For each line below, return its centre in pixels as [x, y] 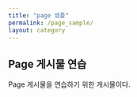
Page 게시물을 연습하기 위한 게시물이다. [69, 84]
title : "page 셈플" [39, 15]
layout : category [37, 30]
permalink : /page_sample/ [51, 23]
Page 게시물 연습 [48, 64]
